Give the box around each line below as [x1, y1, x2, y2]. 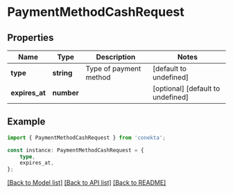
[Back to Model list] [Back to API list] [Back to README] [7, 178, 166, 187]
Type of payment [85, 64, 141, 73]
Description [96, 53, 136, 62]
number [52, 88, 79, 98]
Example [7, 116, 46, 128]
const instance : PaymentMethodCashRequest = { [7, 147, 144, 154]
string [52, 68, 73, 77]
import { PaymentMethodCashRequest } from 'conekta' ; [7, 134, 166, 141]
